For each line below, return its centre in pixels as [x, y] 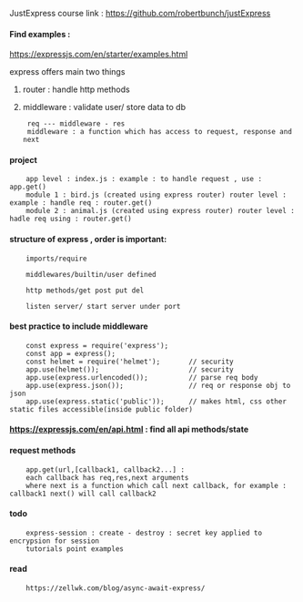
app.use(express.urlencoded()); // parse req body [142, 377]
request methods [43, 450]
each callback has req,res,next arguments [107, 477]
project [24, 159]
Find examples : [40, 34]
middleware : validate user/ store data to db [104, 107]
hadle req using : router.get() [71, 219]
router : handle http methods [76, 89]
